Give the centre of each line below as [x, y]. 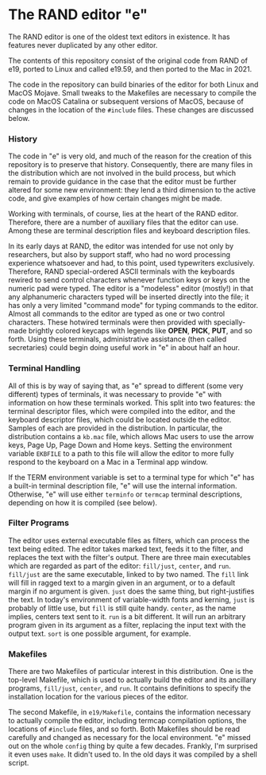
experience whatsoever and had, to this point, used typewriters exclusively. [132, 263]
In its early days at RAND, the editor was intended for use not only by [121, 246]
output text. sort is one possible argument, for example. [100, 633]
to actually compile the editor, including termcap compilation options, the [127, 721]
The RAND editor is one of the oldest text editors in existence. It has [119, 37]
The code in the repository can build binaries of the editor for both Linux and [133, 84]
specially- [229, 322]
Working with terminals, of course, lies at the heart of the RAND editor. [123, 214]
